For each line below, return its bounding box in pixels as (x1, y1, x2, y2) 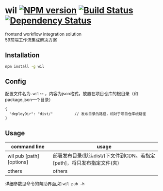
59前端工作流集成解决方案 (5, 37, 57, 43)
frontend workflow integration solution (5, 31, 81, 37)
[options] (7, 159, 29, 165)
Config (5, 77, 26, 86)
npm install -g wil (5, 64, 45, 69)
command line (11, 143, 45, 150)
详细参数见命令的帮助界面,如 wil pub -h (5, 181, 85, 187)
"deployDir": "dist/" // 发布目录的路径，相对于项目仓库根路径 (9, 112, 147, 117)
